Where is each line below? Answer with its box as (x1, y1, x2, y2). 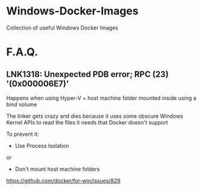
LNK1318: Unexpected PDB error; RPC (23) (6, 69, 169, 79)
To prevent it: (6, 130, 39, 138)
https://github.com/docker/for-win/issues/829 (6, 177, 121, 184)
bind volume (6, 100, 37, 108)
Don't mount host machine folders (14, 165, 100, 173)
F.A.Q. (6, 45, 38, 59)
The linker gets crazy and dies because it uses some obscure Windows (6, 112, 183, 120)
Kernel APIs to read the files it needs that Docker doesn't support (6, 118, 168, 126)
